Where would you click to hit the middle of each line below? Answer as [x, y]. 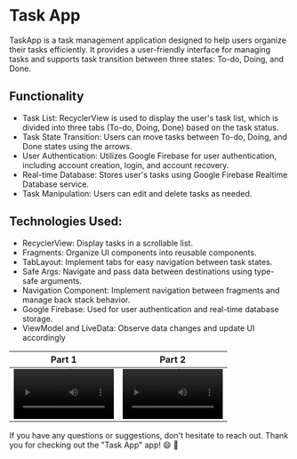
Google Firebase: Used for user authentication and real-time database [150, 309]
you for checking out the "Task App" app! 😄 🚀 [94, 445]
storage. [37, 318]
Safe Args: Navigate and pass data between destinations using [137, 271]
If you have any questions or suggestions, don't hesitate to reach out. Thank [149, 435]
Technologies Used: [66, 222]
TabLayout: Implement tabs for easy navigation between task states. [147, 262]
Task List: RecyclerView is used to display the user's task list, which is [150, 117]
